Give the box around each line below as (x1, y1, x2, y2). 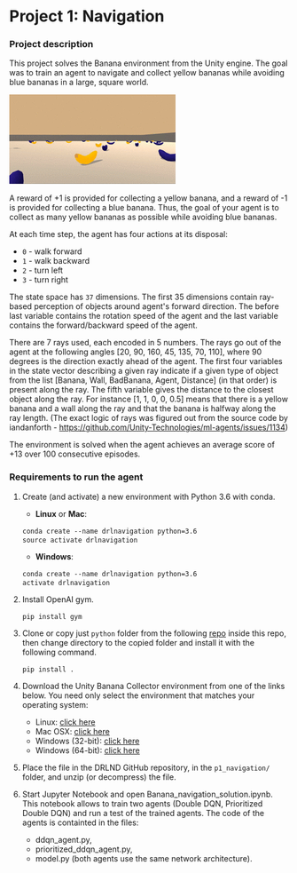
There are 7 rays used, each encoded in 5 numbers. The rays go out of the (9, 337, 282, 348)
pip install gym (21, 612, 82, 621)
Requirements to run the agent (9, 471, 144, 483)
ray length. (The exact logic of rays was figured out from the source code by (9, 413, 288, 424)
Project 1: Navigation (9, 6, 165, 27)
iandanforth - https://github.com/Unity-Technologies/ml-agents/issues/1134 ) (9, 422, 289, 433)
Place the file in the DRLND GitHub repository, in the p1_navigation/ (21, 762, 270, 773)
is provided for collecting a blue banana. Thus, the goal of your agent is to (9, 202, 279, 213)
